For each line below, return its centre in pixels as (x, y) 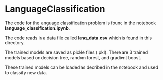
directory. (15, 42)
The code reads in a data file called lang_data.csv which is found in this (79, 38)
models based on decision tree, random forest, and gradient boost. (73, 57)
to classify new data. (26, 72)
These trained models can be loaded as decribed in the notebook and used (81, 67)
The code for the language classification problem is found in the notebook (81, 23)
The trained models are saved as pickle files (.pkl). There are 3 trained (77, 52)
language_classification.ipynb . (38, 28)
